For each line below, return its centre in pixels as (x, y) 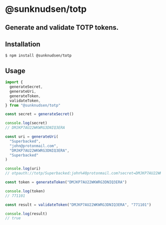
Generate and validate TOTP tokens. (62, 28)
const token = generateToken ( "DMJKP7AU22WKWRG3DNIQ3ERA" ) (66, 182)
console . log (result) (26, 214)
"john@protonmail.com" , (34, 146)
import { (14, 82)
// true (13, 218)
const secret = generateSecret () (40, 114)
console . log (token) (25, 191)
